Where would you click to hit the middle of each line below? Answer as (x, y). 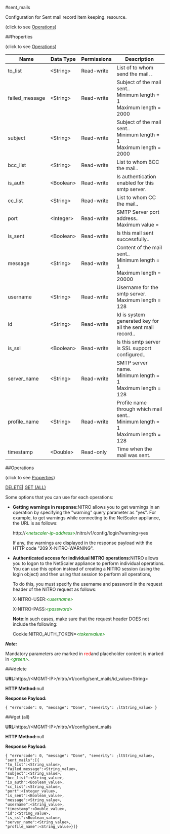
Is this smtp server (139, 342)
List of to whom (135, 68)
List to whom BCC (138, 162)
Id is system (131, 315)
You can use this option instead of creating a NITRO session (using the (86, 569)
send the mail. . (135, 74)
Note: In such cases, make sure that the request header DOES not (81, 619)
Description (139, 59)
